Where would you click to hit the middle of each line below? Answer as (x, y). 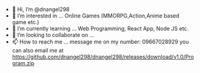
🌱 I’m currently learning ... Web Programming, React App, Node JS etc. (100, 28)
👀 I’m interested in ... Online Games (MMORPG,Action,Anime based (96, 16)
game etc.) (25, 22)
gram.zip (23, 63)
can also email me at (38, 50)
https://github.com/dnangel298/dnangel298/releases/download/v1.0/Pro (103, 57)
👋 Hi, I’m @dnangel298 (41, 9)
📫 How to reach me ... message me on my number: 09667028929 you (100, 42)
